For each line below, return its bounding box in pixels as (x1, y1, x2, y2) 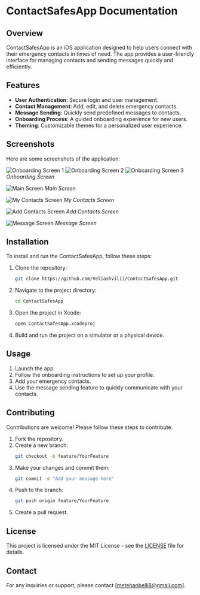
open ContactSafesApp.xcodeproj (14, 321, 96, 327)
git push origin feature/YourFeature (14, 498, 109, 504)
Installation (6, 237, 49, 247)
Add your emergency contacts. (14, 377, 91, 385)
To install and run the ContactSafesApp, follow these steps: (6, 253, 152, 260)
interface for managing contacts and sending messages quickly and (6, 57, 174, 64)
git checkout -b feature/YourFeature (14, 453, 109, 459)
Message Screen (54, 219, 97, 226)
